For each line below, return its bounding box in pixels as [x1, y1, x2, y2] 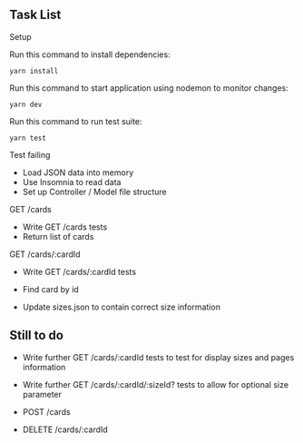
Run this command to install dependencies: [9, 49, 171, 60]
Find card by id [22, 283, 79, 294]
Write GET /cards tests [22, 221, 108, 232]
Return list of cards [22, 231, 94, 241]
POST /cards [22, 406, 71, 417]
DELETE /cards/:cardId [22, 424, 109, 435]
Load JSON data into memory [22, 167, 134, 178]
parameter [22, 389, 62, 399]
